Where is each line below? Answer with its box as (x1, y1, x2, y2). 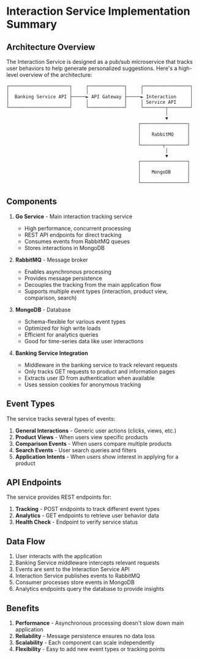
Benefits (6, 603, 40, 614)
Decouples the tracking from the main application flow (24, 281, 162, 288)
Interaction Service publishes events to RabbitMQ (15, 572, 141, 580)
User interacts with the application (15, 553, 102, 560)
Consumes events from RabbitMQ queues (24, 238, 130, 245)
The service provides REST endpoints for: (6, 493, 112, 501)
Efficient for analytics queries (24, 330, 99, 338)
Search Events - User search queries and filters (15, 446, 137, 454)
